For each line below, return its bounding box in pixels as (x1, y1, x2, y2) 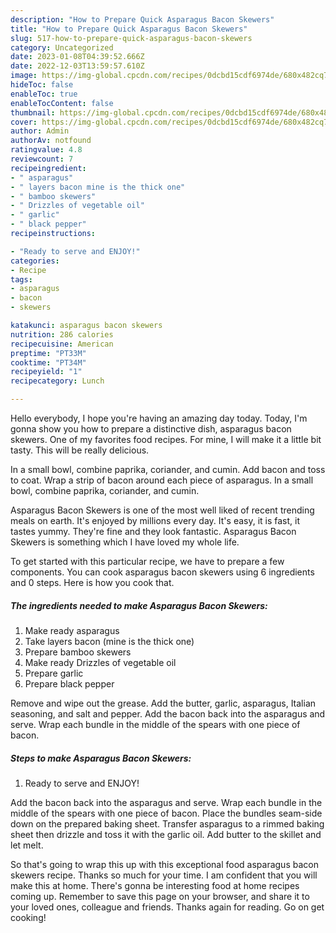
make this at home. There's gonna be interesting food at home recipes (10, 879, 300, 891)
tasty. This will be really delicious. (10, 444, 150, 456)
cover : (10, 117, 38, 127)
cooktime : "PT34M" (10, 357, 87, 368)
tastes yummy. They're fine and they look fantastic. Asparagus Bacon (10, 526, 297, 537)
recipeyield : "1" (10, 367, 83, 377)
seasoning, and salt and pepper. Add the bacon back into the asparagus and (10, 707, 326, 720)
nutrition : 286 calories (10, 329, 114, 340)
